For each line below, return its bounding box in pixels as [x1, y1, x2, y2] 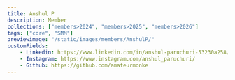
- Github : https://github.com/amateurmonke [20, 62, 149, 69]
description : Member [7, 17, 68, 24]
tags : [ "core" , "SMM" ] [7, 29, 73, 37]
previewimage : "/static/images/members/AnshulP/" [7, 36, 155, 43]
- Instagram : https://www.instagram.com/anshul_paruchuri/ [20, 56, 196, 63]
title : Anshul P [7, 10, 55, 17]
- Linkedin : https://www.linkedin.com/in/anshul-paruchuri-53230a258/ [20, 49, 230, 56]
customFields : [7, 42, 49, 49]
